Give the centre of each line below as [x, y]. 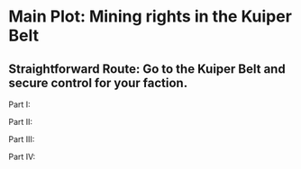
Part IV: [22, 156]
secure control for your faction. [98, 83]
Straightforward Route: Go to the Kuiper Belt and [147, 69]
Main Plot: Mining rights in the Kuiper [150, 17]
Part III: [22, 139]
